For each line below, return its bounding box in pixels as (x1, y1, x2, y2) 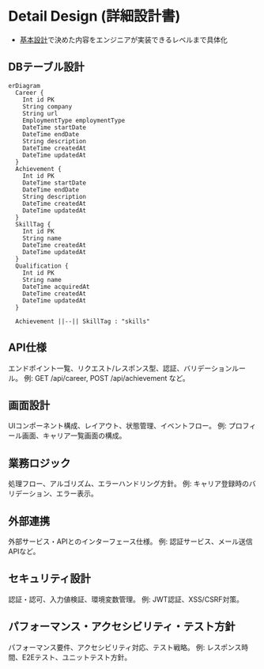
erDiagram (8, 82, 41, 89)
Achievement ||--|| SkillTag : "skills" (15, 317, 150, 325)
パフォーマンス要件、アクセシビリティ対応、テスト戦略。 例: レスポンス (8, 642, 242, 652)
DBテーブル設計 (8, 60, 85, 74)
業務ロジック (8, 456, 71, 469)
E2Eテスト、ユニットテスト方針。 (21, 652, 132, 662)
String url (22, 109, 58, 117)
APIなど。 (8, 547, 40, 556)
